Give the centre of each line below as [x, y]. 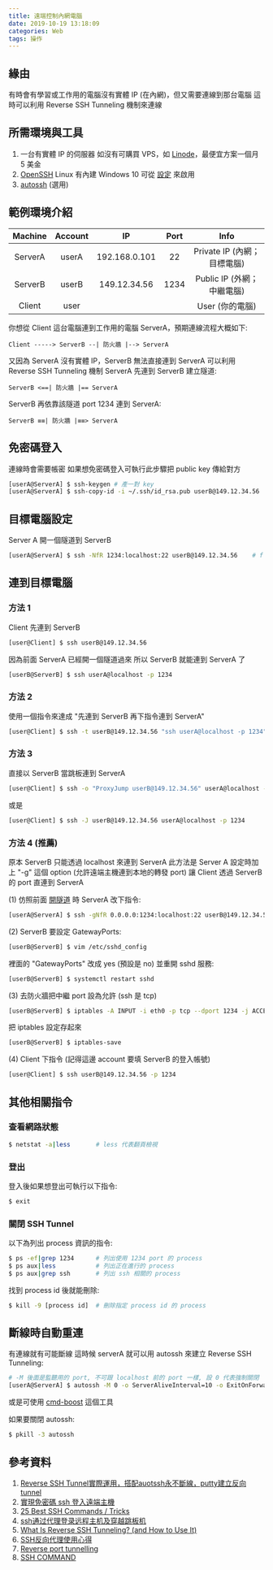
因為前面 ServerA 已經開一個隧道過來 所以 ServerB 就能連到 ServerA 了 [127, 659]
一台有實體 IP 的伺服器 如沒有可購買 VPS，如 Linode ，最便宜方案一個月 [139, 154]
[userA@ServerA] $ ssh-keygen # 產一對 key [81, 484]
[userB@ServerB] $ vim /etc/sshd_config [78, 947]
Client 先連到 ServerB [44, 627]
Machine [30, 236]
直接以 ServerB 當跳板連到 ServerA [67, 773]
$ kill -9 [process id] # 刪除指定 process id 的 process [107, 1305]
